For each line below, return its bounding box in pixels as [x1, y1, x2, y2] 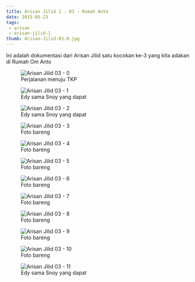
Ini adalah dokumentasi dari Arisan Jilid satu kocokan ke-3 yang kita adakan [6, 52, 190, 59]
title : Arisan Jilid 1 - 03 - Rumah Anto [6, 8, 109, 15]
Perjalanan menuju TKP [20, 76, 77, 83]
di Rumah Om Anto [6, 58, 52, 65]
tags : [6, 19, 19, 25]
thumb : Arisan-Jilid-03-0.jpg [6, 36, 80, 42]
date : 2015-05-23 [6, 14, 49, 20]
